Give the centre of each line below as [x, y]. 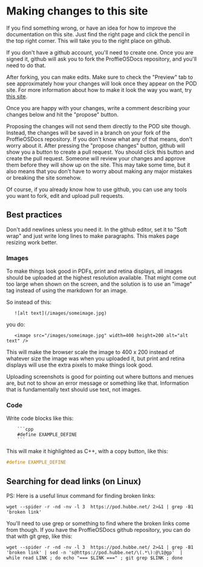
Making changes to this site [77, 11]
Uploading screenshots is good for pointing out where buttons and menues [100, 377]
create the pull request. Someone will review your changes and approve [96, 158]
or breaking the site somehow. [44, 177]
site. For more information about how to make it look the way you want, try [99, 90]
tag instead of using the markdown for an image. [67, 290]
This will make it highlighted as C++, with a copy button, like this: [87, 451]
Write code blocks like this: [40, 418]
